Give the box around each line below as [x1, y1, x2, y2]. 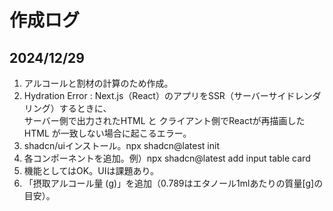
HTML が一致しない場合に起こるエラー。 [23, 127, 192, 139]
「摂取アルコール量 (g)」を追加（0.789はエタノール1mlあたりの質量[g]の [23, 177, 324, 189]
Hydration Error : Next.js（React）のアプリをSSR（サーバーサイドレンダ [23, 90, 322, 101]
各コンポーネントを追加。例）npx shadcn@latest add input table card [23, 152, 311, 164]
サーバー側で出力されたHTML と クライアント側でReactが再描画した [23, 115, 306, 126]
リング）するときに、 [23, 102, 112, 114]
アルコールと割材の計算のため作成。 [23, 77, 174, 89]
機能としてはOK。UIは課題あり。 [23, 165, 160, 176]
